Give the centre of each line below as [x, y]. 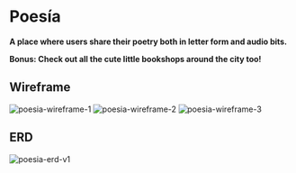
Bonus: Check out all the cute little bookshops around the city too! [135, 59]
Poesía [35, 17]
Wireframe [40, 87]
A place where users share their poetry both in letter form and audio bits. [148, 41]
